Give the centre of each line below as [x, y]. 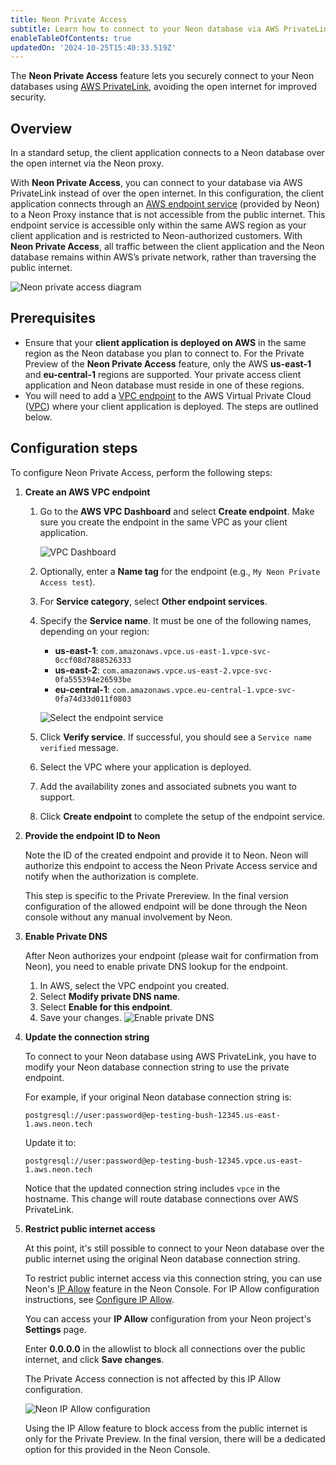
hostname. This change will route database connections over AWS [161, 1198]
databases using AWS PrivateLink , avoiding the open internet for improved [163, 87]
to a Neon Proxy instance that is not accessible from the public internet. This [168, 215]
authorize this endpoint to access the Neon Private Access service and [171, 865]
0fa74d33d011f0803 [93, 699]
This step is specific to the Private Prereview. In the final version [156, 895]
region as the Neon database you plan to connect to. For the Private [164, 353]
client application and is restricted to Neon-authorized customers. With [156, 236]
